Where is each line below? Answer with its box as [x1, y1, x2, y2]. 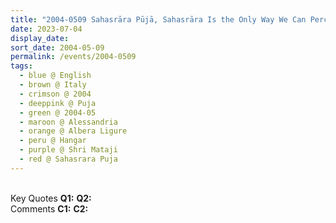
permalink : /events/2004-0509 [10, 52, 137, 62]
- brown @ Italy [19, 80, 87, 90]
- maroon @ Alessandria [19, 117, 118, 127]
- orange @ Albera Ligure [19, 126, 128, 136]
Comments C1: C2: [10, 202, 89, 215]
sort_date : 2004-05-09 [10, 42, 105, 53]
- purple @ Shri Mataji [19, 145, 118, 155]
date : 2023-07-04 [10, 24, 83, 34]
